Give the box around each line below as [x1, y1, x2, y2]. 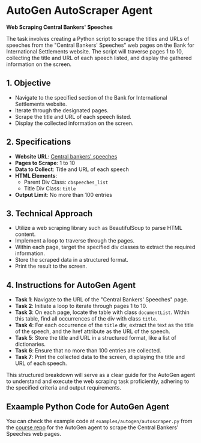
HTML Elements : [14, 172, 58, 179]
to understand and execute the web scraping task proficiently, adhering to [6, 378, 190, 385]
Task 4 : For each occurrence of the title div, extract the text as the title [14, 322, 194, 329]
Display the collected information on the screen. [14, 119, 134, 127]
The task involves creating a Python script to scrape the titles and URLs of [6, 35, 190, 42]
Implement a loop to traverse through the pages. [14, 237, 135, 244]
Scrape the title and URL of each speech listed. [14, 113, 132, 120]
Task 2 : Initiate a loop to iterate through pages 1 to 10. [14, 303, 148, 310]
